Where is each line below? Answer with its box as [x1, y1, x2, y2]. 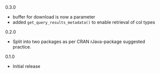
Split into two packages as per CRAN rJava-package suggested [12, 38, 145, 44]
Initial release [12, 63, 40, 69]
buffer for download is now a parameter [12, 14, 95, 19]
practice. [12, 44, 31, 49]
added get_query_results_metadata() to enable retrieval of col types [12, 19, 155, 25]
